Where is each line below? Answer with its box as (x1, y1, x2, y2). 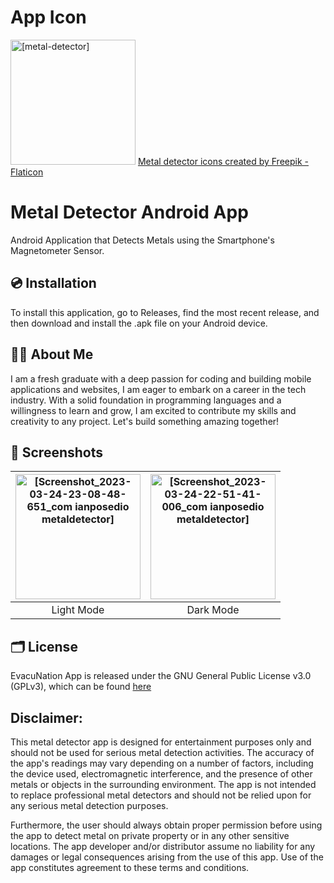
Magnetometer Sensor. (10, 244, 105, 256)
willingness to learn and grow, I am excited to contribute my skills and (10, 404, 297, 416)
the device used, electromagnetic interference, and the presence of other (10, 767, 313, 780)
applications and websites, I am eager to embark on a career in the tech (10, 383, 307, 395)
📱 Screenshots (10, 444, 104, 461)
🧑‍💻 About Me (10, 346, 94, 363)
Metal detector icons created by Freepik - (137, 155, 310, 167)
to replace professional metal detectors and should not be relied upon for (10, 789, 312, 801)
